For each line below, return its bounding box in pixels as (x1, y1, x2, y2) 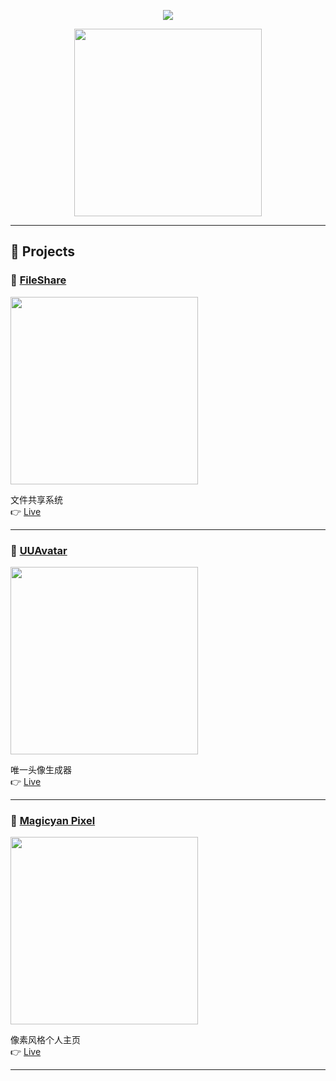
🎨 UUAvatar (10, 543, 68, 557)
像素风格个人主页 (10, 1034, 81, 1046)
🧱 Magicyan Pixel (10, 813, 96, 827)
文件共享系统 (10, 493, 63, 505)
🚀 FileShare (10, 273, 67, 287)
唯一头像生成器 (10, 763, 72, 775)
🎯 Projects (10, 243, 76, 260)
